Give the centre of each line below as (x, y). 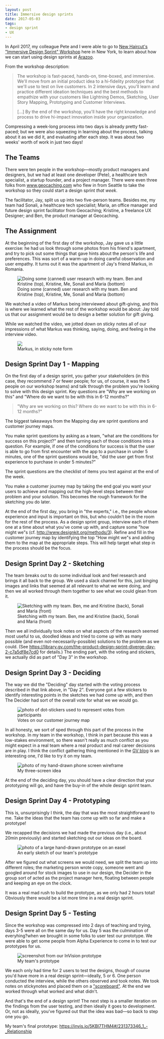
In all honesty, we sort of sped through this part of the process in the (74, 730)
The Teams (23, 158)
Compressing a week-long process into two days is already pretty (71, 126)
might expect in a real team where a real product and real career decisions (80, 745)
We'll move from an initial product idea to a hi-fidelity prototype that (85, 81)
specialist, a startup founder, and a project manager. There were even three (81, 180)
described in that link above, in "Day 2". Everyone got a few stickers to (76, 690)
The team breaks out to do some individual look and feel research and (76, 576)
